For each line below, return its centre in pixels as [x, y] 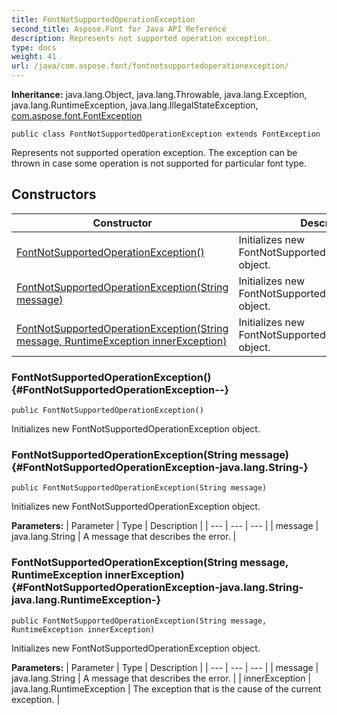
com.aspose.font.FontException [77, 115]
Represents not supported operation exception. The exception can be [154, 152]
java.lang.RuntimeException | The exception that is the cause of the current [166, 688]
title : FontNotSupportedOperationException [103, 19]
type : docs [34, 47]
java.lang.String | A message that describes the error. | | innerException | [161, 678]
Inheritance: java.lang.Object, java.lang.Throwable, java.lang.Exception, [159, 94]
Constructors [54, 194]
